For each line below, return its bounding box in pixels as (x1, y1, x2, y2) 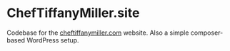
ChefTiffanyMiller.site (6, 5, 140, 21)
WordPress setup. (26, 35, 79, 44)
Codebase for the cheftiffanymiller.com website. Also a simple (6, 28, 189, 37)
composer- (190, 28, 224, 37)
